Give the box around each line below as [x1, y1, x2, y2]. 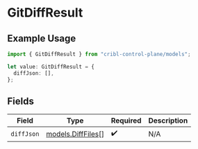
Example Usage [7, 33, 76, 44]
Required [110, 116, 142, 125]
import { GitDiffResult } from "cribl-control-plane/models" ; [7, 51, 191, 58]
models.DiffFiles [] [46, 129, 104, 139]
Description [148, 116, 188, 125]
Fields [7, 95, 35, 107]
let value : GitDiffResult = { [7, 63, 95, 70]
